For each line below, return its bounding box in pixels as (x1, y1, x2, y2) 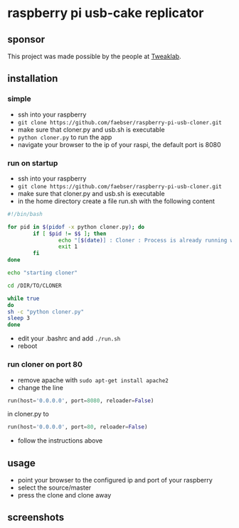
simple (7, 94, 32, 104)
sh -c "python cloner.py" (7, 308, 84, 316)
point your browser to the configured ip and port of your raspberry (17, 476, 213, 485)
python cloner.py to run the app (17, 133, 112, 141)
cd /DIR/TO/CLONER (7, 282, 62, 289)
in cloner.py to (7, 410, 50, 419)
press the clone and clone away (17, 491, 112, 500)
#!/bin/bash (7, 210, 43, 217)
